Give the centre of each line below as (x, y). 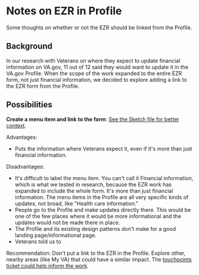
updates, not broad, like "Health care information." (77, 203)
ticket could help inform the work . (48, 265)
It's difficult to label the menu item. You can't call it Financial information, (104, 178)
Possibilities (29, 105)
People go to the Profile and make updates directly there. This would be (103, 209)
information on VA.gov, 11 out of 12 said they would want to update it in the (97, 67)
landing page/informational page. (56, 235)
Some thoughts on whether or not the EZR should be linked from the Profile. (99, 27)
